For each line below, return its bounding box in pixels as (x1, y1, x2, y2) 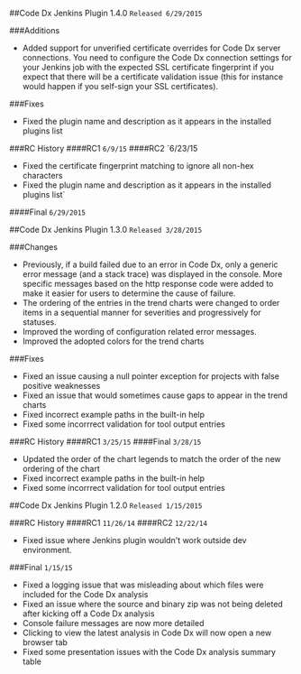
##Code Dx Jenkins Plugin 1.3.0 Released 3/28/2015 (9, 225, 203, 235)
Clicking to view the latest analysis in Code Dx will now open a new (22, 627, 272, 638)
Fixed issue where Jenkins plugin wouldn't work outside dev (22, 535, 247, 545)
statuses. (22, 317, 57, 328)
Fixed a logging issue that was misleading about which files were (22, 579, 264, 590)
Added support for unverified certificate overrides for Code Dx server (22, 42, 281, 53)
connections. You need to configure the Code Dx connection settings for (22, 52, 293, 62)
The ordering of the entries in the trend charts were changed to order (22, 298, 280, 308)
